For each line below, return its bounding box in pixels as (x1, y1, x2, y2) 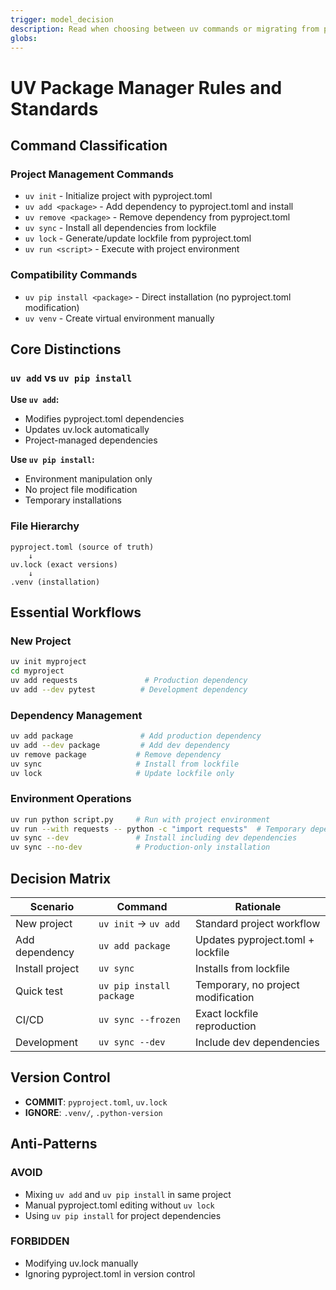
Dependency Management (10, 708, 143, 722)
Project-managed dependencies (24, 434, 158, 446)
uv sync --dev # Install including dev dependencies (10, 833, 298, 843)
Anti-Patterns (10, 1136, 98, 1153)
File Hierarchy (10, 519, 80, 533)
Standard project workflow (194, 917, 321, 930)
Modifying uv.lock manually (24, 1257, 139, 1269)
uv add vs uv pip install (10, 371, 133, 385)
